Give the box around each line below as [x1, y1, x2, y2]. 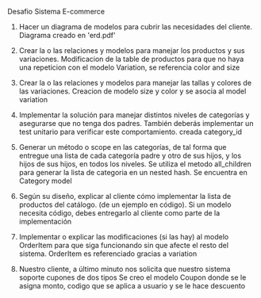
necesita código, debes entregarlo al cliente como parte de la [18, 208, 221, 217]
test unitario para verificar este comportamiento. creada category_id [18, 127, 243, 136]
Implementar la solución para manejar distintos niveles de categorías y [18, 110, 250, 120]
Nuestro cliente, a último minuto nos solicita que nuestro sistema [18, 265, 231, 273]
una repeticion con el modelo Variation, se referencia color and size [18, 63, 240, 72]
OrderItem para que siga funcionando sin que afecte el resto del [18, 241, 229, 250]
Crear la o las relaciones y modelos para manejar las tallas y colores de [18, 78, 251, 87]
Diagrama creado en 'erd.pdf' [18, 31, 116, 40]
